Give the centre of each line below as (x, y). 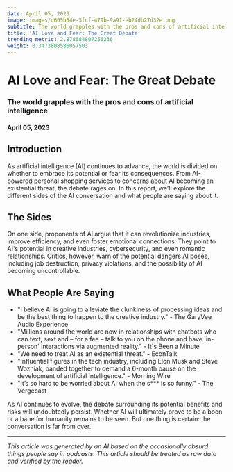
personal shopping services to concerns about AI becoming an (123, 181)
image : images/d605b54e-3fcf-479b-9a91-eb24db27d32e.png (91, 20)
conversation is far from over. (49, 426)
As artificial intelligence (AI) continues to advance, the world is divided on (112, 166)
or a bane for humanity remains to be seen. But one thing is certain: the (109, 419)
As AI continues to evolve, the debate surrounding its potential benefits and (115, 405)
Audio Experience (43, 325)
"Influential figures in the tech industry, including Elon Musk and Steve (118, 361)
